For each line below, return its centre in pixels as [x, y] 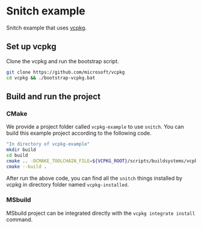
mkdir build [21, 150]
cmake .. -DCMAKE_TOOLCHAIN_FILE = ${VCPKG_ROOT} [67, 161]
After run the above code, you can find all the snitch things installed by [94, 178]
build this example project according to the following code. [79, 133]
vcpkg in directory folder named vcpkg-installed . [68, 184]
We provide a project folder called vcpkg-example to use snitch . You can [95, 127]
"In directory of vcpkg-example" [48, 144]
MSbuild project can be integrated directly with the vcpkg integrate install [101, 213]
